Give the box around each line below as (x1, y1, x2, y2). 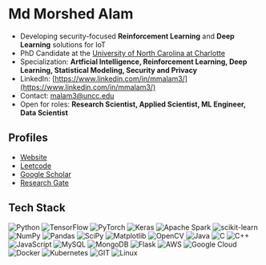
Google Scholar (19, 169, 72, 179)
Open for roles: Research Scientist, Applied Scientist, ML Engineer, (19, 99, 246, 109)
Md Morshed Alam (8, 5, 134, 23)
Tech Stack (8, 201, 66, 215)
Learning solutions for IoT (19, 39, 107, 49)
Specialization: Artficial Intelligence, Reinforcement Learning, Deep (19, 57, 248, 66)
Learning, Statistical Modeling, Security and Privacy (19, 65, 198, 74)
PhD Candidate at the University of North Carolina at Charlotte (19, 48, 226, 58)
